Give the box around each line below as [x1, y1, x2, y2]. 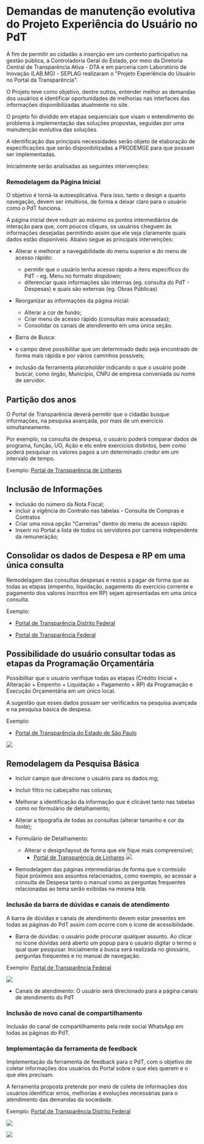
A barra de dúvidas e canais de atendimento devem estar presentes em [6, 914, 186, 921]
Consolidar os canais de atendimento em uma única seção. [24, 322, 173, 329]
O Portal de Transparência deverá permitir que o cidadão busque [6, 410, 169, 418]
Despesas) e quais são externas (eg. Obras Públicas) [24, 285, 158, 293]
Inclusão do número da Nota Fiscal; [15, 500, 105, 507]
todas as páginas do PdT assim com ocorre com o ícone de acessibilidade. [6, 921, 195, 928]
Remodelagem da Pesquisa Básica [6, 758, 139, 769]
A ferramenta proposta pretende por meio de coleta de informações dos [6, 1083, 188, 1090]
